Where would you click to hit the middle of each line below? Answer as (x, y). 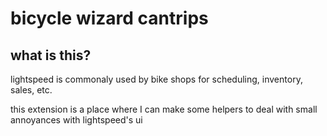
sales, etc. (31, 90)
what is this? (51, 55)
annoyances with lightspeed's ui (76, 120)
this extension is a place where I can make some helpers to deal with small (164, 109)
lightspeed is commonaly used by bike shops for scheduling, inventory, (156, 79)
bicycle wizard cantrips (109, 18)
